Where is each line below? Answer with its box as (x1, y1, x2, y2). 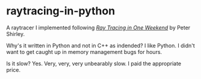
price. (6, 66, 21, 73)
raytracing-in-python (6, 4, 116, 18)
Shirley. (6, 30, 25, 37)
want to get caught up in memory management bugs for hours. (6, 48, 162, 55)
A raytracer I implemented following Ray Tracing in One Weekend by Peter (6, 24, 191, 31)
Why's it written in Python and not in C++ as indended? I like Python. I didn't (6, 42, 196, 49)
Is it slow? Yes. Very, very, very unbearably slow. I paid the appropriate (6, 60, 182, 67)
